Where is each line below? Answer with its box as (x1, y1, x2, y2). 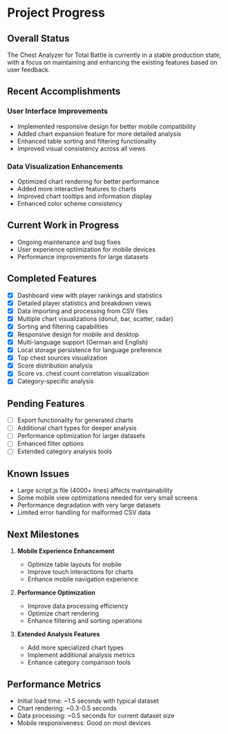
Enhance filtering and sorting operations (27, 617, 143, 625)
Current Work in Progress (7, 220, 120, 231)
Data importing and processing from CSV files (17, 306, 149, 315)
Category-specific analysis (17, 377, 95, 385)
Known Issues (7, 468, 70, 480)
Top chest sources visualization (17, 353, 108, 362)
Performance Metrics (7, 678, 102, 690)
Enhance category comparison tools (27, 658, 131, 667)
